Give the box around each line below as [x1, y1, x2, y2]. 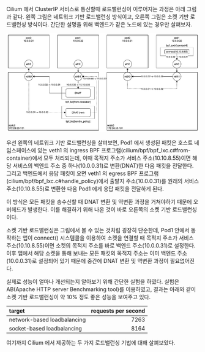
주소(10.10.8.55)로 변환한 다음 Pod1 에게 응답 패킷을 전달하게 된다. [6, 185, 164, 192]
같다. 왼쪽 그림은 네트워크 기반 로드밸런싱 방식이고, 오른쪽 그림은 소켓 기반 [12, 13, 189, 20]
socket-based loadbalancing [9, 324, 83, 332]
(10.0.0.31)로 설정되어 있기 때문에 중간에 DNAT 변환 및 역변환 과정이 [6, 257, 169, 264]
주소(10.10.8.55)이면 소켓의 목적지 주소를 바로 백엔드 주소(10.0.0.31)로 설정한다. [6, 241, 196, 249]
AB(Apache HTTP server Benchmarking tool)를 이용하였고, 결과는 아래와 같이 [6, 285, 196, 293]
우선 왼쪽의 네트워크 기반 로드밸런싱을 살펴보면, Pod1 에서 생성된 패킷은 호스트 [6, 139, 193, 146]
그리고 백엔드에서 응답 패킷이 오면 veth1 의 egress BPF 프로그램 [6, 170, 159, 177]
